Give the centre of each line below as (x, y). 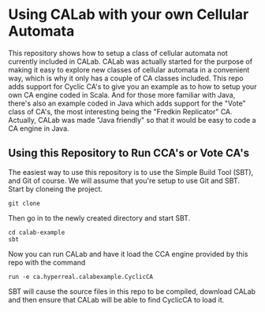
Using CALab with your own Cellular (129, 15)
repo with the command (47, 262)
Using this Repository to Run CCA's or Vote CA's (129, 153)
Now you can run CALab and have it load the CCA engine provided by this (128, 254)
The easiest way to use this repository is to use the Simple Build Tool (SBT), (131, 172)
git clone (24, 203)
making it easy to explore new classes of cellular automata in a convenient (129, 69)
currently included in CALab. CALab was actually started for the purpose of (131, 61)
